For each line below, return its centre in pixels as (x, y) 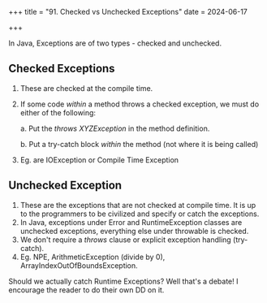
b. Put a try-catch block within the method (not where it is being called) (139, 144)
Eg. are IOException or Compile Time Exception (99, 160)
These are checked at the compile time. (86, 88)
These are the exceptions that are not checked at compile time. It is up (138, 205)
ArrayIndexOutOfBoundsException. (79, 265)
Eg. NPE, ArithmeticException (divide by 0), (93, 257)
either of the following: (58, 112)
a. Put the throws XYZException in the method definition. (115, 128)
